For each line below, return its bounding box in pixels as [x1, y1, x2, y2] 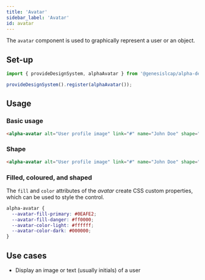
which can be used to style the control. [6, 193, 105, 201]
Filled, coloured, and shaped [6, 173, 93, 181]
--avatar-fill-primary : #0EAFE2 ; [12, 211, 97, 217]
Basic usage [6, 117, 44, 125]
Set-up [6, 54, 34, 65]
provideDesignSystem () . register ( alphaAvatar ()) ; [6, 82, 132, 88]
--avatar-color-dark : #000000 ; [12, 228, 92, 234]
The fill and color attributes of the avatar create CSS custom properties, [6, 187, 193, 194]
